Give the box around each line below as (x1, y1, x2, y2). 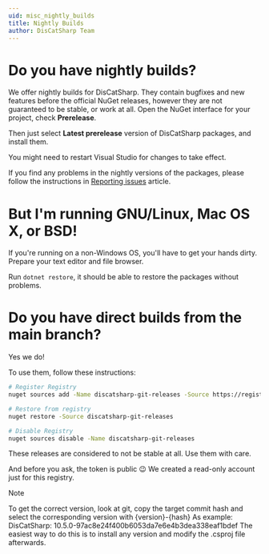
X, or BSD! (8, 222, 78, 240)
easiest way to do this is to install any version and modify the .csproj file (8, 529, 246, 539)
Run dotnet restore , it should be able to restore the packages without (8, 272, 239, 282)
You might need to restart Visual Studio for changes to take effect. (8, 153, 227, 163)
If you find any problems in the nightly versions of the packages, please (8, 168, 244, 178)
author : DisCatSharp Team (8, 26, 94, 34)
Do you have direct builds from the (8, 309, 243, 327)
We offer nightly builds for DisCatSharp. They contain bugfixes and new (8, 87, 246, 97)
